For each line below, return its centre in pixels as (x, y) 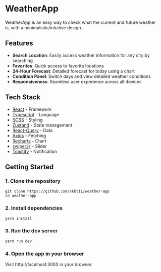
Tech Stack (23, 97)
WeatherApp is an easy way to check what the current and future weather (80, 22)
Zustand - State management (42, 125)
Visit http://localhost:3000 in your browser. (49, 265)
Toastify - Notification (34, 151)
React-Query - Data (32, 130)
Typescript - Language (36, 114)
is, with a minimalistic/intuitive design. (44, 27)
